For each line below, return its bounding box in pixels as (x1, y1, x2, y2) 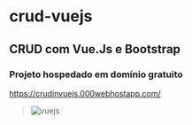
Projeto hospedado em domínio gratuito (9, 68, 183, 81)
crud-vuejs (9, 6, 93, 27)
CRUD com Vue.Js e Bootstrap (9, 42, 181, 57)
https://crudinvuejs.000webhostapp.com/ (9, 88, 161, 98)
